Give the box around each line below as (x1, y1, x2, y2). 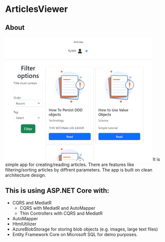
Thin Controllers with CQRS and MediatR (19, 210, 103, 216)
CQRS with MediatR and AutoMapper (19, 205, 96, 211)
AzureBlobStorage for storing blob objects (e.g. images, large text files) (12, 226, 158, 232)
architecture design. (5, 172, 46, 178)
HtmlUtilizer (12, 221, 37, 227)
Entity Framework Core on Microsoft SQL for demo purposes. (12, 231, 138, 237)
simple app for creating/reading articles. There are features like (5, 161, 134, 167)
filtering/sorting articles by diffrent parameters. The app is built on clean (5, 167, 153, 172)
